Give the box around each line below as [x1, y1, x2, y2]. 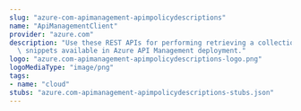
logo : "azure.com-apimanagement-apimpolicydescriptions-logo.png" [9, 55, 262, 64]
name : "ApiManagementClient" [9, 21, 118, 30]
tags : [9, 72, 30, 81]
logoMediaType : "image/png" [9, 64, 115, 73]
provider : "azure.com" [9, 30, 94, 38]
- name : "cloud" [9, 80, 70, 89]
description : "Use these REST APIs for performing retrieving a [9, 38, 254, 47]
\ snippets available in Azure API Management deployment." [17, 47, 246, 55]
